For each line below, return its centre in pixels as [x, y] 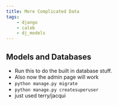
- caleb [26, 28]
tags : [13, 17]
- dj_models [31, 33]
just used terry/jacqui [40, 95]
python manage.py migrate [46, 83]
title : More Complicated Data [43, 11]
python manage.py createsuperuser [56, 90]
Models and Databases [49, 57]
